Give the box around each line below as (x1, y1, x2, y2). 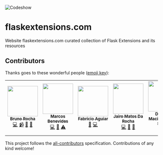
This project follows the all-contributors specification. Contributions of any (5, 140, 154, 146)
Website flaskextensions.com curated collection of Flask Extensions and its (5, 37, 155, 43)
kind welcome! (5, 145, 34, 151)
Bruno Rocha (10, 116, 35, 121)
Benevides (47, 118, 69, 124)
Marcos (50, 113, 65, 119)
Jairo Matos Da (113, 113, 143, 119)
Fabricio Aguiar (78, 116, 108, 121)
